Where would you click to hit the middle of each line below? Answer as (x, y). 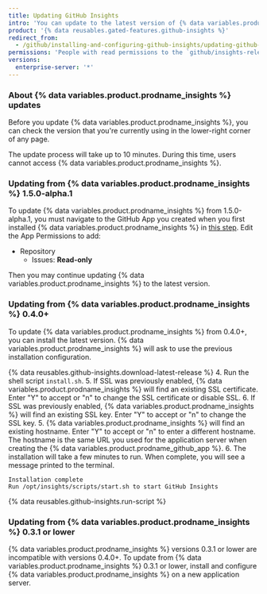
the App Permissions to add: (54, 236)
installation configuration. (50, 357)
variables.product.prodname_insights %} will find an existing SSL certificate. (133, 389)
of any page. (29, 139)
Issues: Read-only (62, 260)
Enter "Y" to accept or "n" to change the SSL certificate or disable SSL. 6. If (132, 397)
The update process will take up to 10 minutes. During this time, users (122, 155)
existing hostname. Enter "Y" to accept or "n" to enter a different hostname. (132, 431)
